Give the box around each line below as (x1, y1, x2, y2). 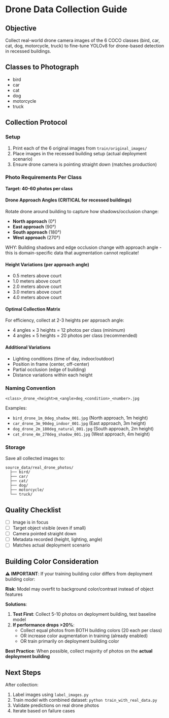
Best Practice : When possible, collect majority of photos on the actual (5, 648, 153, 654)
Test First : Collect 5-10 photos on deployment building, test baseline (12, 611, 156, 617)
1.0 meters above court (12, 278, 61, 284)
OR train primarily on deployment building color (20, 638, 119, 644)
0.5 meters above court (12, 273, 62, 279)
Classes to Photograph (5, 63, 79, 72)
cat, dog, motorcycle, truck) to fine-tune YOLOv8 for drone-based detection (5, 43, 164, 49)
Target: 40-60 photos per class (5, 185, 73, 191)
